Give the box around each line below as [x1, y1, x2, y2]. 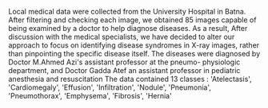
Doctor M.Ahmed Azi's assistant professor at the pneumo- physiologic [8, 57, 241, 67]
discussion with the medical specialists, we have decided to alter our [8, 32, 235, 41]
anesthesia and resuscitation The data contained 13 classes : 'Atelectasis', [8, 75, 252, 83]
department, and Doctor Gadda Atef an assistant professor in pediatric [8, 66, 241, 75]
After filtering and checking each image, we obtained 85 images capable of [8, 15, 257, 25]
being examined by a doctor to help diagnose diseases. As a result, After [8, 24, 248, 33]
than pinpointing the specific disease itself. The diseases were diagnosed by [8, 49, 261, 58]
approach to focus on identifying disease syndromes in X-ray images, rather [8, 40, 260, 50]
